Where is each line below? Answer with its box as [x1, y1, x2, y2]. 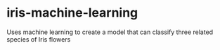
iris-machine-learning [6, 5, 138, 21]
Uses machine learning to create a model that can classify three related [6, 28, 214, 36]
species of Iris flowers [6, 35, 71, 43]
